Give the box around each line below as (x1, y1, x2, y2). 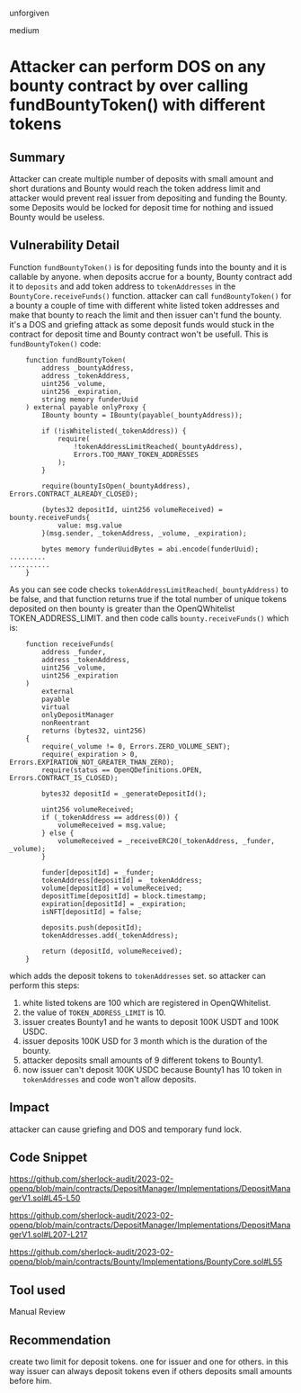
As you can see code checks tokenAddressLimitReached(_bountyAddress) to (9, 584, 289, 595)
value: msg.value (57, 521, 123, 530)
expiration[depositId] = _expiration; (41, 899, 187, 908)
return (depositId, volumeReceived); (41, 947, 182, 956)
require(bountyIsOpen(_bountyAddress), (41, 481, 191, 490)
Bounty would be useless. (9, 211, 105, 222)
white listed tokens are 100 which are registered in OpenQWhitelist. (22, 997, 271, 1008)
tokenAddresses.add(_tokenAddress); (41, 930, 179, 939)
